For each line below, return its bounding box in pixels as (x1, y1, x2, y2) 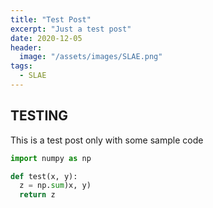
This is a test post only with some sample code (10, 134, 204, 146)
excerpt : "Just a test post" (10, 24, 132, 34)
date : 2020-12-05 (10, 33, 83, 43)
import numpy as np (10, 153, 92, 163)
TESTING (10, 107, 69, 125)
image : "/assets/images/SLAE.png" (19, 52, 163, 62)
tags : (10, 61, 33, 71)
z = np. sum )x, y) (19, 181, 92, 191)
